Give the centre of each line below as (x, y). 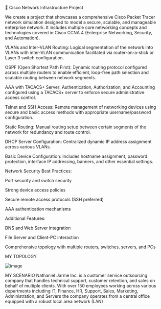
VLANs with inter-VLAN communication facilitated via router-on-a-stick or (80, 52)
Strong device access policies (35, 190)
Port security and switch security (38, 180)
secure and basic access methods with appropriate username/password (78, 112)
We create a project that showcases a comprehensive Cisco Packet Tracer (80, 17)
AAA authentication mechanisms (38, 209)
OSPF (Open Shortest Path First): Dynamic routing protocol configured (76, 67)
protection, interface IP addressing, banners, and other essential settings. (79, 161)
